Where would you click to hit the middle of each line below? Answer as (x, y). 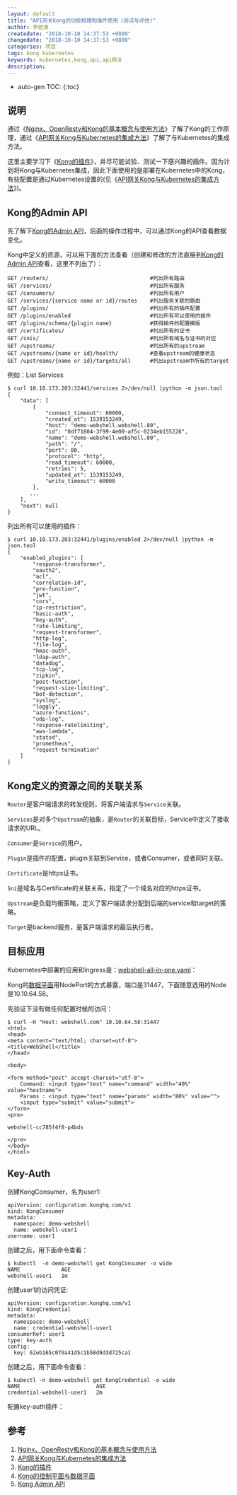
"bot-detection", (58, 694)
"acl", (42, 577)
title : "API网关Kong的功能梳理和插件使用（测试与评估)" (82, 21)
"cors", (44, 602)
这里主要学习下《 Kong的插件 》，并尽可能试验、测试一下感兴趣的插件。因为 (116, 162)
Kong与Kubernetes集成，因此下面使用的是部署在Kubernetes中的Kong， (124, 170)
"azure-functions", (62, 713)
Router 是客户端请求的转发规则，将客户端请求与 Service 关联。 (96, 804)
